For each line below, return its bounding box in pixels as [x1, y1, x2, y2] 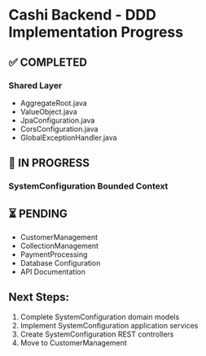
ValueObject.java [20, 106, 77, 116]
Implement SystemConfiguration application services [20, 320, 199, 330]
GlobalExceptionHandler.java [20, 132, 117, 142]
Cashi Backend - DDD [8, 6, 156, 24]
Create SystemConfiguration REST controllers [20, 329, 174, 339]
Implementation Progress [8, 23, 184, 41]
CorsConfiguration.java [20, 124, 99, 133]
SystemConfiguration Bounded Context [8, 180, 169, 192]
